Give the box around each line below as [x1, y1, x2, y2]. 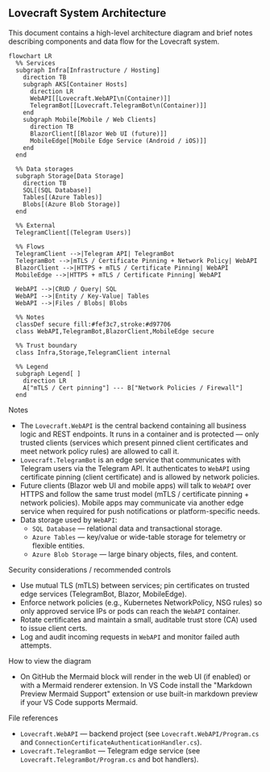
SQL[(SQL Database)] [23, 186, 92, 194]
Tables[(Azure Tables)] [23, 193, 103, 201]
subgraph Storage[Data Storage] [15, 172, 125, 180]
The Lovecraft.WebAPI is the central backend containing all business [19, 420, 247, 430]
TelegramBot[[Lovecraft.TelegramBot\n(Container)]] [29, 101, 207, 110]
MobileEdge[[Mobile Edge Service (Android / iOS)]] [29, 136, 207, 144]
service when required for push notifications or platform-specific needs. [19, 506, 260, 515]
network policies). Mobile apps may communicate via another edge [19, 498, 244, 507]
